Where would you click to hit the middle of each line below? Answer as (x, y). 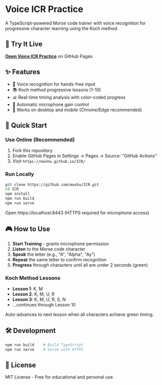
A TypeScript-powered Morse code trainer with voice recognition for (76, 23)
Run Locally (20, 174)
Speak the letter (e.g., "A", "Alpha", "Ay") (54, 254)
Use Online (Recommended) (40, 140)
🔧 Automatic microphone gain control (51, 104)
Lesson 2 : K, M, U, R (33, 294)
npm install (17, 194)
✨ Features (23, 72)
